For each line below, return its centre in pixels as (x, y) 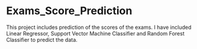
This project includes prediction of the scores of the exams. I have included (99, 27)
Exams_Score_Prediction (69, 11)
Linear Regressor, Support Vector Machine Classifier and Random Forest (96, 33)
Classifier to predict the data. (42, 40)
